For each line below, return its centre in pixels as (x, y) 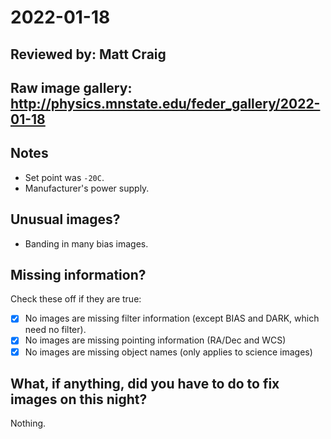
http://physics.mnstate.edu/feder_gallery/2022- (165, 103)
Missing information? (78, 274)
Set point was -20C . (64, 177)
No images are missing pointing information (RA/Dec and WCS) (155, 340)
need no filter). (55, 330)
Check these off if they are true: (76, 299)
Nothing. (28, 423)
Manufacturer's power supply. (87, 188)
